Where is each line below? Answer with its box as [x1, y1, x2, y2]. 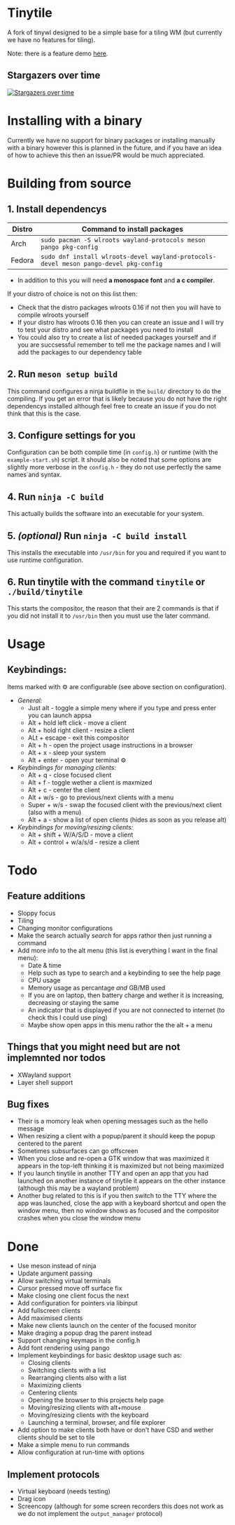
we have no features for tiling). [7, 35, 96, 44]
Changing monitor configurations [17, 924, 113, 932]
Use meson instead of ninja [17, 1262, 97, 1270]
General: [17, 696, 43, 705]
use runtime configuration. [7, 556, 84, 564]
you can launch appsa [27, 711, 92, 719]
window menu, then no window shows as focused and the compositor [17, 1206, 220, 1215]
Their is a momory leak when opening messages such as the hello [17, 1117, 208, 1126]
